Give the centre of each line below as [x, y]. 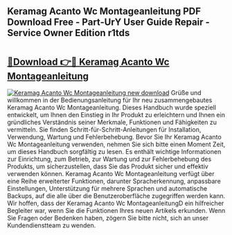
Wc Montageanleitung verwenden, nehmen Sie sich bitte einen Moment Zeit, [116, 144]
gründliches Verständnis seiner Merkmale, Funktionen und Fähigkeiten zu [112, 122]
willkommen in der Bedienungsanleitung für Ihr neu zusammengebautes [110, 100]
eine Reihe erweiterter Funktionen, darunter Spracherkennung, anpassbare [114, 181]
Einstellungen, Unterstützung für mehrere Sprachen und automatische [107, 189]
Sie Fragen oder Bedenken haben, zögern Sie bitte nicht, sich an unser [108, 218]
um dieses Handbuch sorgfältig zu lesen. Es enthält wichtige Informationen [114, 151]
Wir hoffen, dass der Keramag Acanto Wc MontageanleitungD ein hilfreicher [116, 203]
